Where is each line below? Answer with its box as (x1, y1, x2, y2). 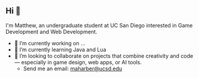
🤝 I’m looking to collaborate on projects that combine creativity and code (14, 52, 194, 60)
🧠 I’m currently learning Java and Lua (14, 46, 106, 53)
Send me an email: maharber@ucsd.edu (23, 65, 123, 72)
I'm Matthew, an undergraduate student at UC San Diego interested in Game (5, 21, 193, 29)
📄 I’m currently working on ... (14, 39, 85, 46)
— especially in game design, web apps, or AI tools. (14, 58, 142, 65)
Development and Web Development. (5, 28, 98, 35)
